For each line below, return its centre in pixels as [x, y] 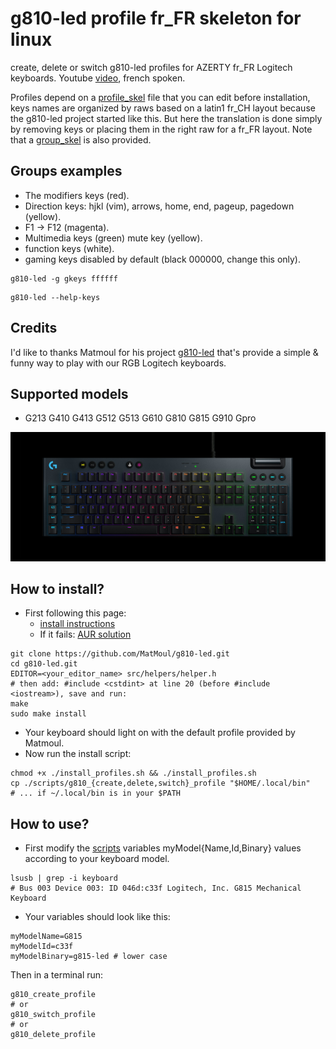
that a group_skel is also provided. [81, 139]
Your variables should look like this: [97, 917]
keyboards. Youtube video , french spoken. [98, 78]
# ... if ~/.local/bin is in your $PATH [96, 793]
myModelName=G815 [46, 937]
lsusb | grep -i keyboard [64, 878]
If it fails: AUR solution [85, 634]
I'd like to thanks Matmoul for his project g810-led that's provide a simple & [164, 352]
